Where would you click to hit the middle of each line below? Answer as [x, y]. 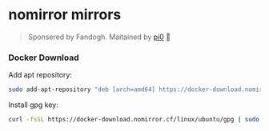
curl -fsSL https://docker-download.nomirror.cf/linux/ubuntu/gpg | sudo [134, 120]
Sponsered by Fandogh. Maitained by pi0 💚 [99, 37]
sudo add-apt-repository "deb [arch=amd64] [82, 89]
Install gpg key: [33, 105]
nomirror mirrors [65, 15]
